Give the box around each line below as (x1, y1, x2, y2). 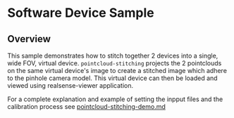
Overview (7, 33, 51, 45)
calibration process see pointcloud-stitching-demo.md (7, 103, 166, 110)
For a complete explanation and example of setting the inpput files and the (7, 95, 223, 103)
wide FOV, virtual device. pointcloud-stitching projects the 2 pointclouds (7, 59, 222, 67)
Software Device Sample (7, 5, 154, 21)
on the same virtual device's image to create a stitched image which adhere (7, 67, 228, 74)
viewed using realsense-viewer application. (7, 81, 134, 89)
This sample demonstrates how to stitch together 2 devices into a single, (7, 51, 218, 60)
